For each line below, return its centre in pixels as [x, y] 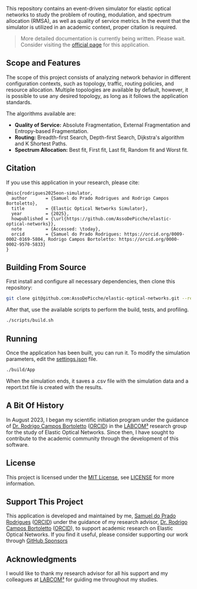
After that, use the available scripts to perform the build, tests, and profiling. [98, 309]
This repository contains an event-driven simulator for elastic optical [89, 8]
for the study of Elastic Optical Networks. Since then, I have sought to [90, 432]
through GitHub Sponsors [37, 541]
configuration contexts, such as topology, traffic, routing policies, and [90, 83]
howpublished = [30, 219]
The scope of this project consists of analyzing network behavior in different [98, 77]
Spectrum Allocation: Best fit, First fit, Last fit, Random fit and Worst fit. [101, 149]
